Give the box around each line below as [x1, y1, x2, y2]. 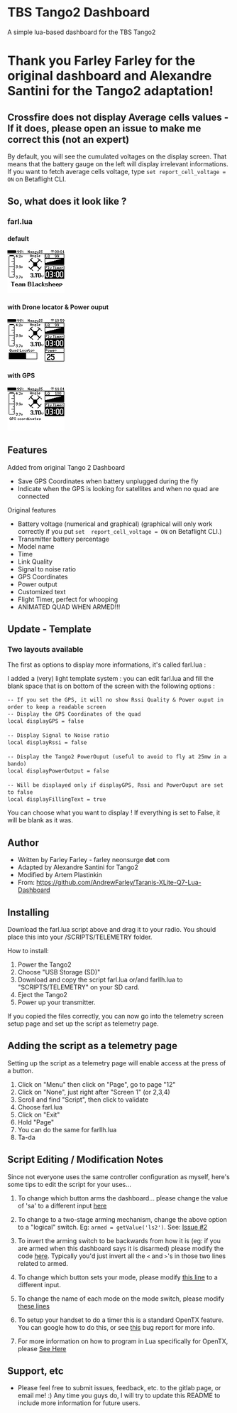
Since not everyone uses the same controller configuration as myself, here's [7, 1172, 231, 1181]
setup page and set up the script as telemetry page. [7, 1019, 159, 1028]
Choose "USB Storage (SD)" [17, 967, 101, 976]
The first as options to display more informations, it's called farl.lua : [7, 660, 206, 669]
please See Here [17, 1344, 67, 1353]
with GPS [7, 371, 35, 380]
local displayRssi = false [7, 739, 87, 746]
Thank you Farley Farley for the [7, 53, 196, 69]
